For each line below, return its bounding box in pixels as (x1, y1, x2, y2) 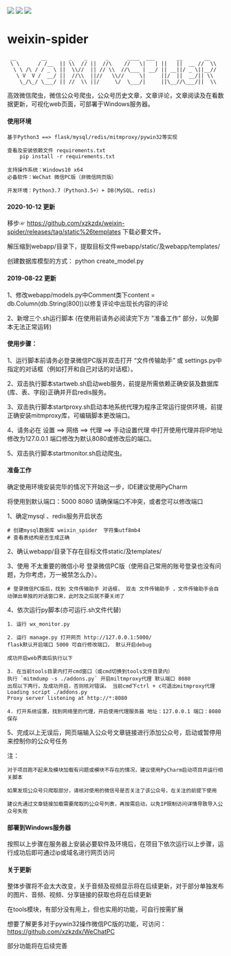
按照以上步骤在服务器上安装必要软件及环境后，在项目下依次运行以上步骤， (7, 840, 218, 848)
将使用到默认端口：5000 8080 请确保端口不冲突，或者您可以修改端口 (7, 497, 203, 505)
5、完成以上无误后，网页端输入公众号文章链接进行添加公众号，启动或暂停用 (7, 728, 222, 736)
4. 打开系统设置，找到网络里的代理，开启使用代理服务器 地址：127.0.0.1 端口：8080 (7, 708, 221, 715)
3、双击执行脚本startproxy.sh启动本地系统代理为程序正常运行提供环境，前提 (7, 403, 223, 411)
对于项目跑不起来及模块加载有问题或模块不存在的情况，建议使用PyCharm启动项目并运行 (7, 766, 219, 774)
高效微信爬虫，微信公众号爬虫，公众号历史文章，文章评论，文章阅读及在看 (7, 91, 218, 99)
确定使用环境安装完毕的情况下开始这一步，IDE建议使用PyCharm (7, 482, 188, 491)
